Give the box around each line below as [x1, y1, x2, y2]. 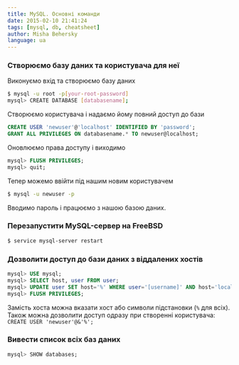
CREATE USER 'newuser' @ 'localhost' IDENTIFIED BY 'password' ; [7, 124, 196, 131]
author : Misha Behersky [7, 30, 78, 38]
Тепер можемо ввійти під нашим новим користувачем [7, 176, 174, 185]
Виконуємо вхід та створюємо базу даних [7, 76, 136, 86]
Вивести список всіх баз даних [7, 334, 121, 344]
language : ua [7, 37, 46, 44]
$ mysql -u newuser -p [7, 190, 75, 197]
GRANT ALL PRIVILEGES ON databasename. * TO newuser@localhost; [7, 130, 199, 138]
